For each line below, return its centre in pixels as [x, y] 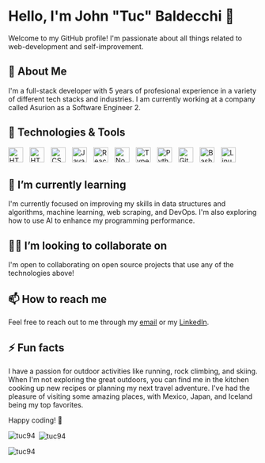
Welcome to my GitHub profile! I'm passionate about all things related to [125, 38]
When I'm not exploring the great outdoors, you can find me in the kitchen [129, 379]
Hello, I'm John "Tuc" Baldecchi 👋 [121, 16]
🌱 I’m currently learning [67, 184]
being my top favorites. [46, 404]
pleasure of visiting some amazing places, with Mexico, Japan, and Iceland [131, 396]
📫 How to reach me [58, 299]
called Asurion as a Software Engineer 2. [74, 107]
